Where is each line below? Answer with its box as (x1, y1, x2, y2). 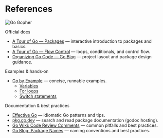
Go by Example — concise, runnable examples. (12, 78, 107, 84)
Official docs (5, 29, 31, 34)
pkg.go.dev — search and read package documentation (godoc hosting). (12, 117, 159, 123)
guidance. (12, 59, 33, 65)
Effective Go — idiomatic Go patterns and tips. (12, 112, 106, 118)
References (5, 3, 53, 15)
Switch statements (19, 93, 57, 99)
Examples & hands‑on (5, 68, 49, 74)
